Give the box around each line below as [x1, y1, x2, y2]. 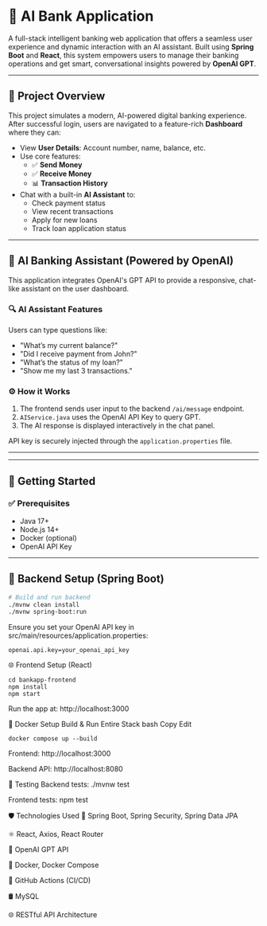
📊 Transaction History [31, 178, 109, 188]
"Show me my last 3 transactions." [19, 365, 133, 375]
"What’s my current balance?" [19, 340, 118, 350]
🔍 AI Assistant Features [8, 304, 103, 315]
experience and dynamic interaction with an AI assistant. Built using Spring [8, 41, 254, 51]
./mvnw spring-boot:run [8, 608, 87, 616]
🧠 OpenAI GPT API [8, 845, 69, 854]
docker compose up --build [8, 735, 98, 743]
